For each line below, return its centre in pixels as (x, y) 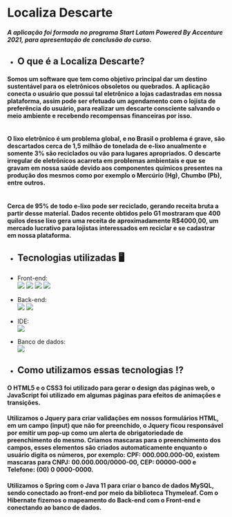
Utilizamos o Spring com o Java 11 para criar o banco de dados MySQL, (110, 485)
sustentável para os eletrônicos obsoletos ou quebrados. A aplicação (109, 86)
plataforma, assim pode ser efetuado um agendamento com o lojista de (112, 101)
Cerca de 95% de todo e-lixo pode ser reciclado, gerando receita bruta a (113, 206)
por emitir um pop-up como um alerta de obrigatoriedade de (95, 433)
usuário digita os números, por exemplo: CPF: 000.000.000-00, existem (113, 455)
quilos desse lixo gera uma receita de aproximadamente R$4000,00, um (113, 220)
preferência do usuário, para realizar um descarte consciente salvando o (114, 108)
